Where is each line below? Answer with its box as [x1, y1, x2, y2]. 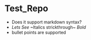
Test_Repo [4, 3, 48, 14]
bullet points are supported [11, 29, 66, 35]
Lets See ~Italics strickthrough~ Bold [11, 24, 86, 30]
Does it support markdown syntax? [11, 19, 82, 25]
